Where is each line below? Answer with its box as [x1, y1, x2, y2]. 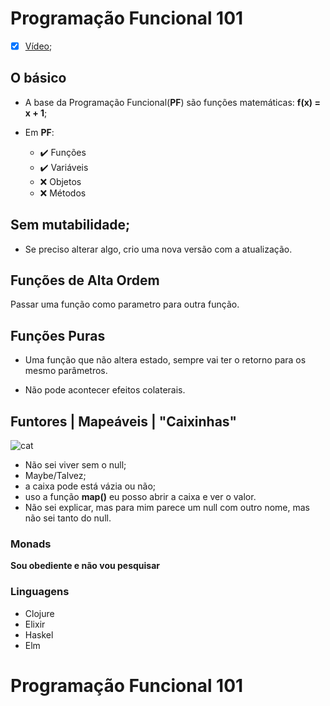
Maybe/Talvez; [24, 470, 87, 482]
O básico [10, 70, 67, 87]
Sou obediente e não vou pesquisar [10, 560, 161, 572]
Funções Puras [10, 327, 106, 344]
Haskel [24, 628, 54, 641]
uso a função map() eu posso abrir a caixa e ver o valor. [24, 491, 257, 503]
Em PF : [24, 126, 55, 138]
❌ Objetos [39, 175, 82, 187]
